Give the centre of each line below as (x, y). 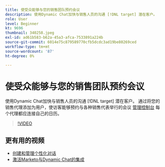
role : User (16, 19)
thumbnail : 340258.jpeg (30, 33)
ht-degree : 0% (20, 56)
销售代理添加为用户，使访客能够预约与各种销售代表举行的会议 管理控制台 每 (82, 107)
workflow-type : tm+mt (28, 47)
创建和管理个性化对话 (34, 153)
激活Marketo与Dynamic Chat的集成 (48, 160)
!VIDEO (25, 124)
